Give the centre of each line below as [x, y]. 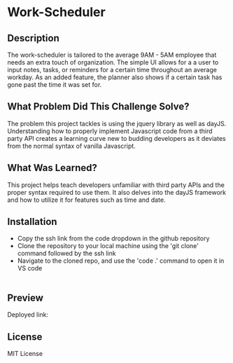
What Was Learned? [52, 168]
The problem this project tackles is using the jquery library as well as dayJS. [117, 123]
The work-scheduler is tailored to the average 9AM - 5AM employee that [112, 55]
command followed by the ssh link [67, 254]
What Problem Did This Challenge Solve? [98, 107]
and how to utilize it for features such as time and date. [86, 200]
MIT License [25, 354]
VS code [30, 268]
